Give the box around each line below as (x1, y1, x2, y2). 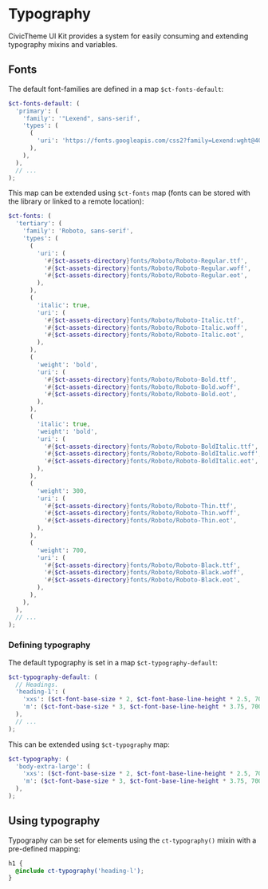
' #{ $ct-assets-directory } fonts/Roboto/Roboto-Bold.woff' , (43, 383, 241, 391)
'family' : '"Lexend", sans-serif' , (22, 114, 141, 122)
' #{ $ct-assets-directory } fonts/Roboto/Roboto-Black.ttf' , (43, 561, 241, 570)
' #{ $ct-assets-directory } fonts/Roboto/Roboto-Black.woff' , (43, 569, 245, 577)
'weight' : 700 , (37, 546, 88, 554)
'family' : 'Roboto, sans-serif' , (22, 227, 134, 236)
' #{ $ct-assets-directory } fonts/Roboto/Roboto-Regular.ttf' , (43, 256, 248, 264)
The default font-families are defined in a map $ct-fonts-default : (8, 84, 224, 93)
